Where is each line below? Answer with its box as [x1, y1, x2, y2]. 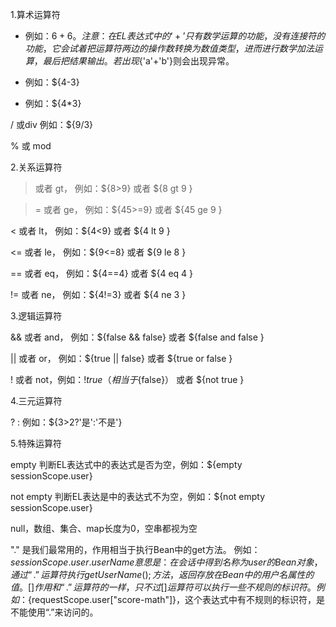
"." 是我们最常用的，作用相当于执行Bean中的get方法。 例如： [10, 544, 261, 555]
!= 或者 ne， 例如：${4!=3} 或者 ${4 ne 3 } [10, 289, 187, 300]
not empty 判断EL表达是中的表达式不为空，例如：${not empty [10, 491, 266, 502]
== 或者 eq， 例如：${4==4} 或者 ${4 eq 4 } [10, 268, 194, 279]
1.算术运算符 [10, 9, 61, 20]
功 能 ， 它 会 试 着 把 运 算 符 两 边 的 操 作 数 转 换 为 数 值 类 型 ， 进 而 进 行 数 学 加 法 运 [24, 43, 323, 54]
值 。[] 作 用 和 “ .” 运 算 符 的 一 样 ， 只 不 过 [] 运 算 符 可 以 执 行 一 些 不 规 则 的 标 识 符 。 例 [10, 581, 325, 593]
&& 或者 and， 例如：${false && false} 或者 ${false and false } [10, 331, 265, 343]
